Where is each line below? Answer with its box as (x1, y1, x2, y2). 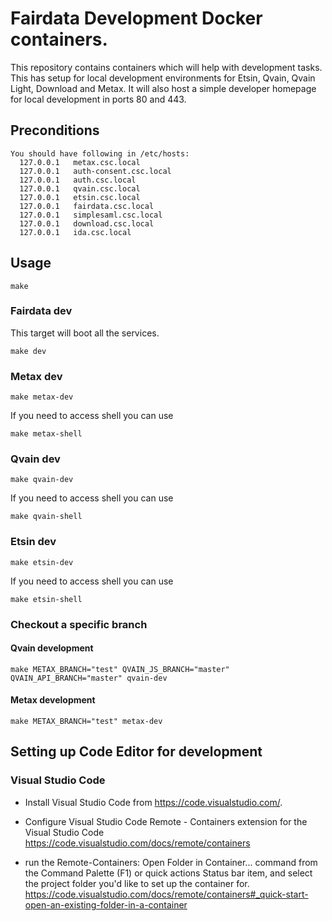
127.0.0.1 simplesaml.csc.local (19, 210, 163, 220)
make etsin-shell (10, 594, 83, 604)
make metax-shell (10, 429, 83, 439)
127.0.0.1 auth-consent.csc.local (19, 166, 172, 176)
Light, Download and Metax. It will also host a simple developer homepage (10, 82, 317, 94)
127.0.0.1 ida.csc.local (19, 227, 132, 237)
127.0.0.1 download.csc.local (19, 218, 155, 229)
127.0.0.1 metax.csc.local (19, 157, 141, 167)
